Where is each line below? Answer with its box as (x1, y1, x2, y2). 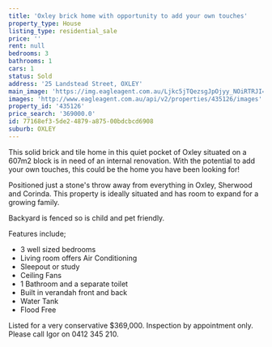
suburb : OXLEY (8, 125, 57, 133)
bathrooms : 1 (8, 58, 53, 66)
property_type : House (8, 19, 82, 28)
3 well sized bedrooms (19, 244, 96, 254)
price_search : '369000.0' (8, 110, 96, 118)
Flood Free (19, 305, 57, 315)
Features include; (8, 229, 66, 238)
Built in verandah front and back (19, 287, 128, 297)
